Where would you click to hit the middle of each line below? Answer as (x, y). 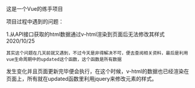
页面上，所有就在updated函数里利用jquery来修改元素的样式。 (82, 79)
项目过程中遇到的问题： (35, 22)
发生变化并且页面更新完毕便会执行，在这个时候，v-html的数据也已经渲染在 (98, 71)
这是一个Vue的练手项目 (35, 9)
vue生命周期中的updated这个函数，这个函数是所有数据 (64, 59)
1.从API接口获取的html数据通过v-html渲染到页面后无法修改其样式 (86, 34)
